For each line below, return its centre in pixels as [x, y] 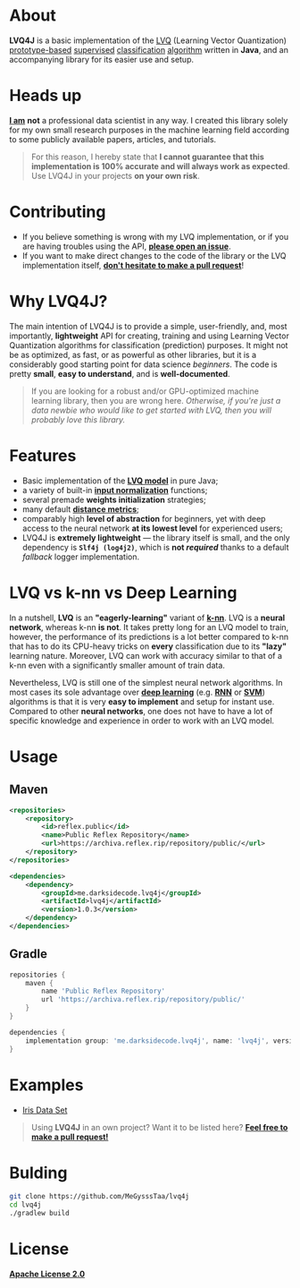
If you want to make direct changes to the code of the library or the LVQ [154, 255]
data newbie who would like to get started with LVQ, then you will [151, 410]
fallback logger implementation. [81, 557]
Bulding [38, 1173]
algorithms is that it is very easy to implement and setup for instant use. [142, 701]
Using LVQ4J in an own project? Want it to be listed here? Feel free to [159, 1127]
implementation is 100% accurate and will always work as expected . [160, 166]
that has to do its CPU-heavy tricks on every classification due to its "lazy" [148, 646]
